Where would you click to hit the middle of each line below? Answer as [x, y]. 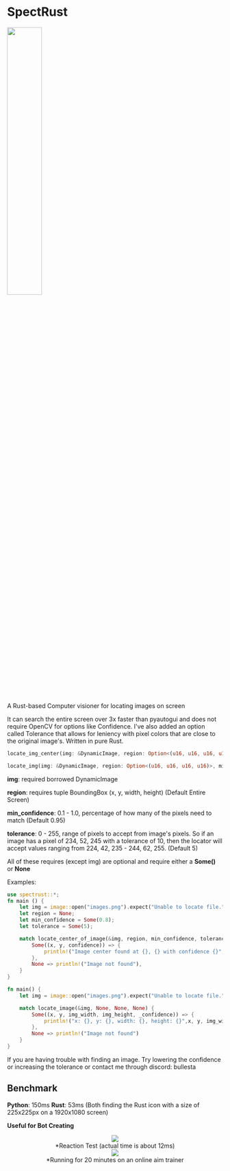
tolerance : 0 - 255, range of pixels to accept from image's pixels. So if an [111, 833]
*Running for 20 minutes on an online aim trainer [115, 1159]
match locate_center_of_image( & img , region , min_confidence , [108, 938]
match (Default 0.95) [36, 820]
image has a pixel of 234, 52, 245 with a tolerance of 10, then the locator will [115, 840]
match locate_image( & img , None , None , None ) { [87, 1008]
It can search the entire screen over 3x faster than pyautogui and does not [112, 719]
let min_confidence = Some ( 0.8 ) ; [67, 920]
